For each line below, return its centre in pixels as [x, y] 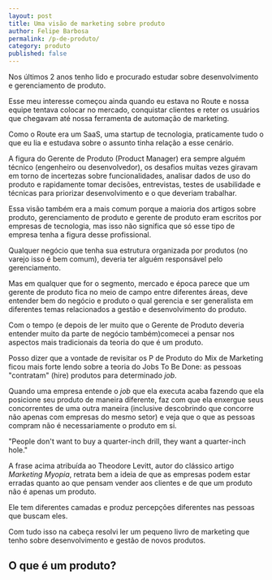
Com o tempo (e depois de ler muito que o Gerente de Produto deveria [126, 325]
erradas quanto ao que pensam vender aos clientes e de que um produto [131, 483]
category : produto [39, 46]
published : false [38, 54]
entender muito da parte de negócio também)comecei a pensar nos [122, 333]
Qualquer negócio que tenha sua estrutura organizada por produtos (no [128, 250]
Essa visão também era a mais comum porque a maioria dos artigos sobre [132, 209]
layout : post [30, 16]
